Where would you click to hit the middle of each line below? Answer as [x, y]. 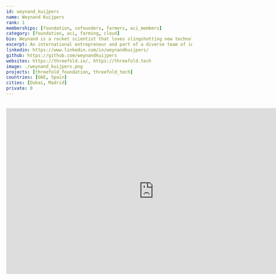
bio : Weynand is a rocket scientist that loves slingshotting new [89, 39]
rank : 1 [16, 22]
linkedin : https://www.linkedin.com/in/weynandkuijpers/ [78, 50]
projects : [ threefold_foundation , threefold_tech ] [70, 72]
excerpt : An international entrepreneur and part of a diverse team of [96, 45]
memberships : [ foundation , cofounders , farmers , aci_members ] [84, 28]
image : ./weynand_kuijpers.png [45, 66]
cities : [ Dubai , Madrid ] [37, 83]
